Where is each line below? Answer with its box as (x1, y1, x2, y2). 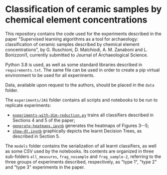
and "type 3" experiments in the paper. (5, 164, 85, 170)
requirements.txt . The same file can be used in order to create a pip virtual (5, 66, 160, 73)
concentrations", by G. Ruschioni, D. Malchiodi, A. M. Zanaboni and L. (5, 46, 148, 52)
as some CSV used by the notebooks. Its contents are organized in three (5, 148, 154, 154)
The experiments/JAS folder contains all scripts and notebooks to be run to (5, 96, 158, 103)
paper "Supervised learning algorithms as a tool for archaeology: (5, 36, 139, 42)
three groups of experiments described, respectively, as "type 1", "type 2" (5, 158, 157, 164)
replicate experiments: (5, 102, 51, 108)
